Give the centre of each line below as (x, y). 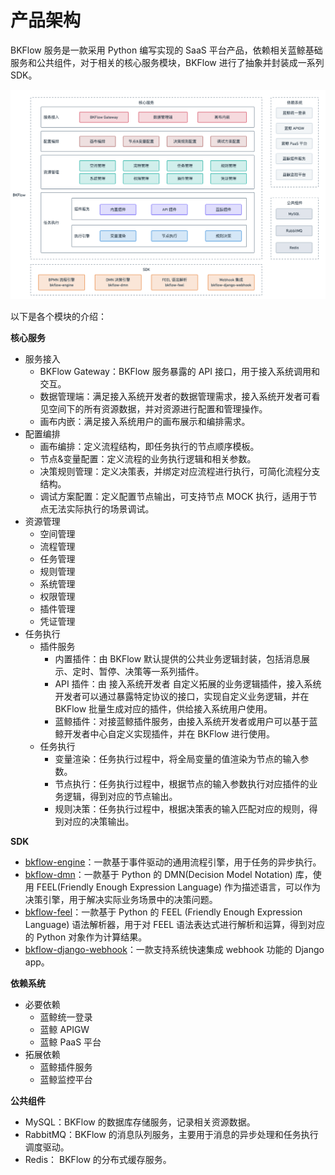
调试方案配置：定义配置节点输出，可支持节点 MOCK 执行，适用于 (174, 497)
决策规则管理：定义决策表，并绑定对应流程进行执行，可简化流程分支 (180, 472)
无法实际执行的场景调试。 (101, 509)
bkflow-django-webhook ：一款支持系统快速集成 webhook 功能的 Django (174, 950)
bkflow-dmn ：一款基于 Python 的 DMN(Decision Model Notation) (158, 875)
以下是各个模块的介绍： (58, 317)
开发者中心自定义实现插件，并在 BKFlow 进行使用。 (169, 734)
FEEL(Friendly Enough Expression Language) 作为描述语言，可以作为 (178, 887)
